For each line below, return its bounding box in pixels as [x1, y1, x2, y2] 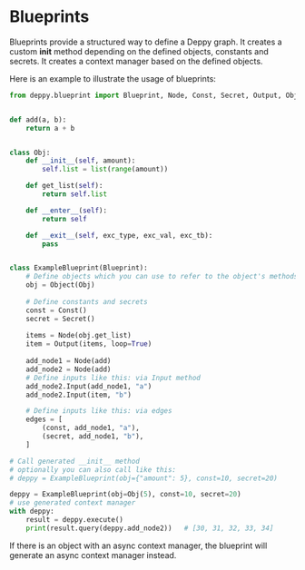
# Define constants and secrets [25, 297, 148, 306]
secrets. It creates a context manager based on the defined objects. [9, 55, 263, 66]
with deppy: [9, 506, 54, 516]
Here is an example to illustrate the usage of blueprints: [9, 73, 216, 84]
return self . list [42, 190, 107, 199]
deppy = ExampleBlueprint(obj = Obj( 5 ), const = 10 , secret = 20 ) [9, 490, 242, 499]
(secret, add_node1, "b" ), [42, 432, 144, 441]
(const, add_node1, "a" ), [42, 424, 141, 433]
